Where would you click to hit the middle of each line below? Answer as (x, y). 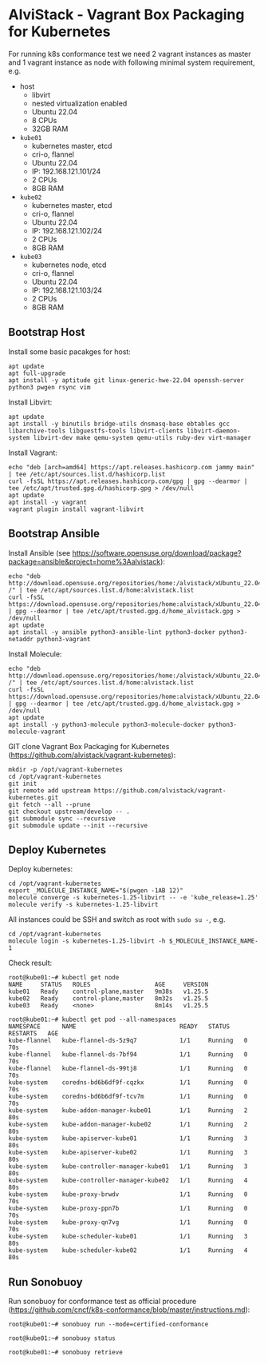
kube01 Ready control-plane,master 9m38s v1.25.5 (108, 992)
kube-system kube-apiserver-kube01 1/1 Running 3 (128, 1139)
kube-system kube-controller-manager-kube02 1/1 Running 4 (128, 1181)
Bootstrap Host (47, 332)
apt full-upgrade (37, 373)
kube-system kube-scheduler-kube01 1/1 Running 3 (128, 1237)
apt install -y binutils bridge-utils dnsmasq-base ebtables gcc (119, 424)
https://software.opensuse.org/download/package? (157, 552)
